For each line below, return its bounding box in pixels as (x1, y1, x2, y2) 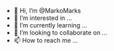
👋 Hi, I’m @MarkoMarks (13, 7, 82, 14)
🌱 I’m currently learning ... (13, 21, 88, 29)
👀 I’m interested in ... (13, 14, 73, 22)
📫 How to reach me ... (13, 37, 78, 44)
